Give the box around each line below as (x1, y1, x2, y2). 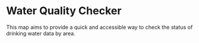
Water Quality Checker (6, 4, 122, 18)
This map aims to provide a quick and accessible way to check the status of (6, 24, 193, 31)
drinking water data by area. (6, 29, 76, 37)
